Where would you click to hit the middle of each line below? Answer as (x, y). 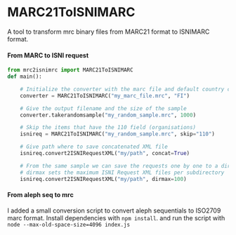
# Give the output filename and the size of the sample (104, 108)
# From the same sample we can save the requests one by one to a (119, 166)
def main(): (25, 77)
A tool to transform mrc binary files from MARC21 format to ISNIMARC (109, 32)
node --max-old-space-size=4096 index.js (69, 224)
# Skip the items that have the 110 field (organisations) (108, 128)
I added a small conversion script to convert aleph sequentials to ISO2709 (114, 210)
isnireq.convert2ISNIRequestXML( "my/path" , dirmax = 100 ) (104, 179)
